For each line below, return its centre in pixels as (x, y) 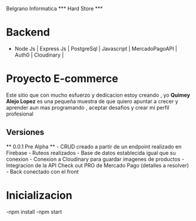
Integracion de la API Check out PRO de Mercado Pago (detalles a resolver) (98, 165)
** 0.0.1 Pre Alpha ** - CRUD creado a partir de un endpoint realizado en (94, 146)
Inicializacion (39, 195)
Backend (28, 32)
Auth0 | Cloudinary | (39, 55)
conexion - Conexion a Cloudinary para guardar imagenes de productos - (95, 159)
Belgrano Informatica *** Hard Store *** (54, 9)
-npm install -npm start (34, 212)
